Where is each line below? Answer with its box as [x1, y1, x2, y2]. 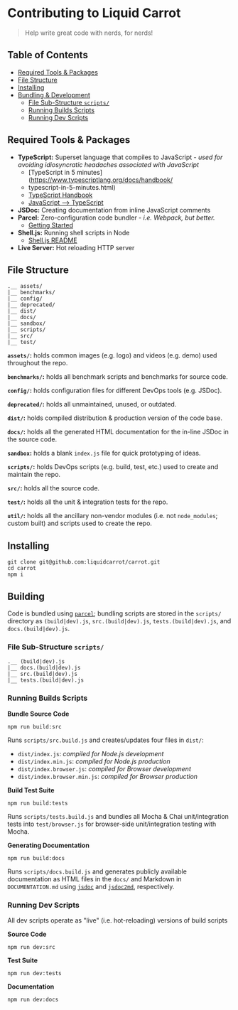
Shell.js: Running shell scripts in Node [17, 228, 130, 237]
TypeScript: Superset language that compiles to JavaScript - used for [17, 153, 223, 161]
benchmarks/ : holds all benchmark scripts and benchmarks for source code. [7, 372, 229, 381]
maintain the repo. [7, 471, 61, 479]
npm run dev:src [7, 943, 55, 950]
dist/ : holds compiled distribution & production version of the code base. [7, 414, 222, 422]
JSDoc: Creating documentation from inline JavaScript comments [17, 205, 211, 214]
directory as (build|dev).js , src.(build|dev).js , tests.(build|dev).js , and [7, 617, 232, 625]
